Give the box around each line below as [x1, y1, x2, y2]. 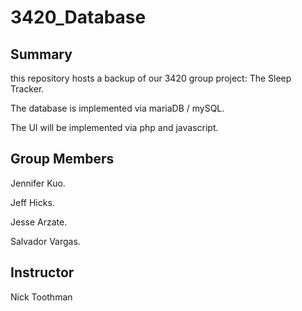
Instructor [10, 264, 75, 281]
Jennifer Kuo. [10, 177, 66, 189]
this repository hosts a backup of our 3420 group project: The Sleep [10, 72, 292, 84]
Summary [10, 46, 73, 63]
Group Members [10, 151, 115, 168]
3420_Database [10, 6, 147, 29]
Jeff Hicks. [10, 196, 55, 208]
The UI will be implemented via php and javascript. [10, 122, 219, 133]
